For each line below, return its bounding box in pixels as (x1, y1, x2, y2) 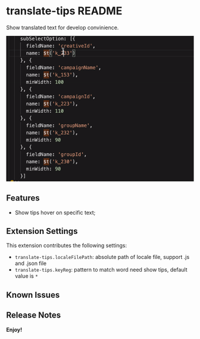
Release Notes (6, 310, 61, 320)
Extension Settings (6, 226, 78, 236)
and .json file (14, 260, 46, 267)
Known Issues (6, 289, 60, 300)
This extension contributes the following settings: (6, 242, 127, 249)
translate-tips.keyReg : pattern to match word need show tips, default (14, 266, 187, 273)
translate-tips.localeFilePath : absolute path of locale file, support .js (14, 254, 190, 261)
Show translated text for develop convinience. (6, 24, 119, 31)
